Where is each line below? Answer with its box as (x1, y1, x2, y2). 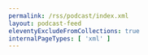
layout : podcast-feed (8, 19, 82, 27)
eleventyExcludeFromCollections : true (8, 27, 140, 35)
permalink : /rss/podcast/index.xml (8, 11, 129, 20)
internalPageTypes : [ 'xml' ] (8, 34, 111, 43)
